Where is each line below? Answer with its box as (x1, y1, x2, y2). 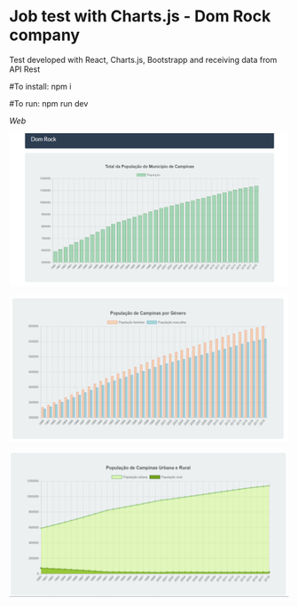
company (9, 25, 81, 45)
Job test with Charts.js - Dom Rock (9, 6, 271, 27)
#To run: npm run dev (9, 98, 89, 108)
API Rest (9, 64, 41, 75)
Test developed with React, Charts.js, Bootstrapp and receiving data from (9, 54, 278, 65)
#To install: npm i (9, 81, 72, 91)
